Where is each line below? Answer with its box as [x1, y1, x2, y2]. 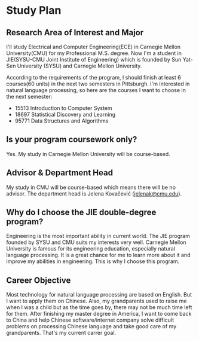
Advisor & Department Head [6, 168, 114, 178]
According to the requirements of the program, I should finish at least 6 [6, 74, 181, 81]
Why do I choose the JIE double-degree [6, 207, 157, 218]
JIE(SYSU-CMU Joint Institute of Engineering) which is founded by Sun [6, 56, 182, 63]
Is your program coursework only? [6, 135, 137, 145]
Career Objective [6, 275, 71, 285]
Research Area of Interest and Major [6, 28, 144, 38]
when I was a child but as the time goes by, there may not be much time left [6, 304, 192, 311]
